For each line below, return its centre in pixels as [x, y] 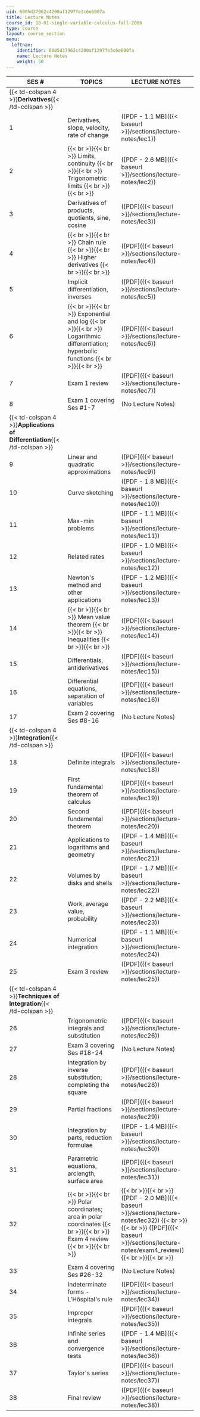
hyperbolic [82, 351]
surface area [85, 1180]
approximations [89, 471]
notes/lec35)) [140, 1323]
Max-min [81, 521]
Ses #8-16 [83, 720]
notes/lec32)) [140, 1220]
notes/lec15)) [140, 671]
